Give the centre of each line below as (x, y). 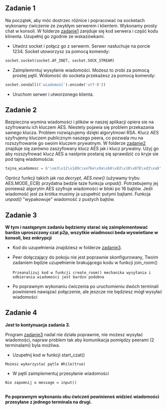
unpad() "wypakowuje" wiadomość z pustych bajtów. (60, 199)
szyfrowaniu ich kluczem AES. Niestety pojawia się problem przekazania (80, 127)
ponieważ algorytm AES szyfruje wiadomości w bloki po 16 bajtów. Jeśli (79, 189)
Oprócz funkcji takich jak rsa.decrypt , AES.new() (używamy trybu (72, 178)
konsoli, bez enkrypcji (29, 238)
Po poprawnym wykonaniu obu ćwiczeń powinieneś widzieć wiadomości (82, 397)
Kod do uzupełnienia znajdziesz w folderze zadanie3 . (67, 248)
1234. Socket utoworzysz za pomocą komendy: (61, 51)
